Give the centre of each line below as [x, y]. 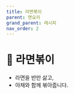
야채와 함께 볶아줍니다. [42, 85]
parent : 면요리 [23, 17]
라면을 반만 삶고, [34, 78]
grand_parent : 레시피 [32, 23]
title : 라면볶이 [24, 12]
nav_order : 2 [23, 28]
